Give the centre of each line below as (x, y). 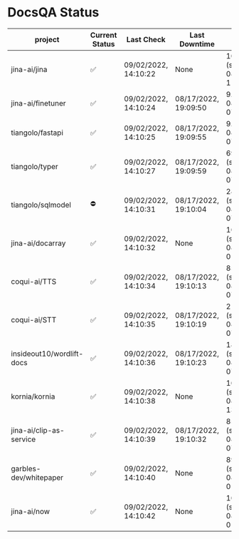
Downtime (197, 43)
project (47, 39)
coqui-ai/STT (34, 319)
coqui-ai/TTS (34, 281)
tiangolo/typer (34, 166)
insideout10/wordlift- (47, 354)
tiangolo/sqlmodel (41, 205)
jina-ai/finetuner (38, 103)
